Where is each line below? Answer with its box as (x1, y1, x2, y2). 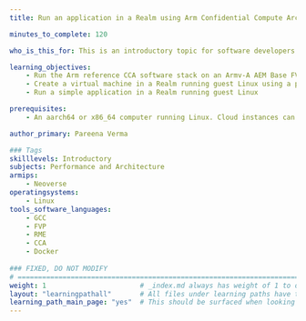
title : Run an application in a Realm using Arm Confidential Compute (9, 13, 283, 23)
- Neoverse (25, 179, 67, 189)
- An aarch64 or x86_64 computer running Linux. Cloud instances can (25, 113, 296, 122)
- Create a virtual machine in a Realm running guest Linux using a (25, 79, 291, 89)
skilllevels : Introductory (9, 154, 112, 164)
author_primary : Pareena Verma (9, 129, 128, 138)
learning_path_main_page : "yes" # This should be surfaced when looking (9, 297, 296, 307)
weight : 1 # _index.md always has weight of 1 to (9, 281, 291, 290)
